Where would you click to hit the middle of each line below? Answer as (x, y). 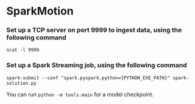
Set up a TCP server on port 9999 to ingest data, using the (94, 30)
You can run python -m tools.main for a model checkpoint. (80, 94)
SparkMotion (40, 11)
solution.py (21, 83)
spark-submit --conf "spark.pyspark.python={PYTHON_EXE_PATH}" (88, 78)
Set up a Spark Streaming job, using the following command (97, 65)
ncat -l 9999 (23, 50)
